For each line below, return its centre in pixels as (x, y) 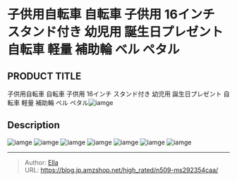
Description (34, 125)
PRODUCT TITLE (44, 76)
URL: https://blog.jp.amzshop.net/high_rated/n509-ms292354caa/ (121, 170)
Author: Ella (41, 162)
